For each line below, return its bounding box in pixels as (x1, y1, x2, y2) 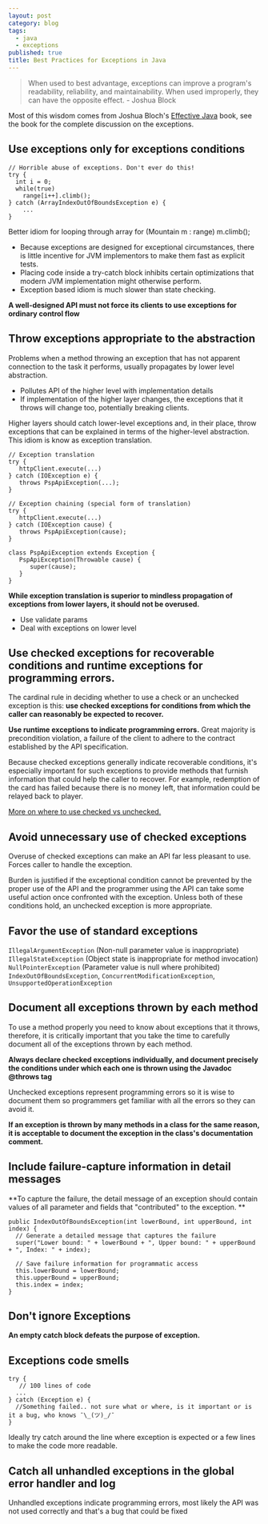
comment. (8, 1137, 44, 1146)
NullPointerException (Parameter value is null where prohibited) (8, 962, 220, 972)
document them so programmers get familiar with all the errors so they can (8, 1095, 256, 1105)
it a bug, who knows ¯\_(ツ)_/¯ (8, 1411, 115, 1420)
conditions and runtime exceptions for (8, 658, 203, 672)
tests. (19, 259, 38, 269)
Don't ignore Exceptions (8, 1309, 131, 1322)
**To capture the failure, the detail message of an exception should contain (8, 1194, 258, 1203)
